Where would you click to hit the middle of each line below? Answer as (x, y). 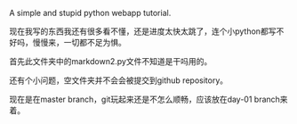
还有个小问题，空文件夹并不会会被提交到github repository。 (119, 80)
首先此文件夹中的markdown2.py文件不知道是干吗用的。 (111, 61)
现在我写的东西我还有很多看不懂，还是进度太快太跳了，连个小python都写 (143, 31)
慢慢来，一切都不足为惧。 (79, 42)
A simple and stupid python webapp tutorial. (90, 13)
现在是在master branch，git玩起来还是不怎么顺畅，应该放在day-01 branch (144, 99)
